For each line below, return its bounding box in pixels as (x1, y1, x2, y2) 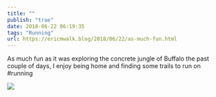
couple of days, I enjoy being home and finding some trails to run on (7, 62, 202, 70)
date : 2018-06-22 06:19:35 (7, 23, 85, 30)
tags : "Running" (7, 29, 54, 36)
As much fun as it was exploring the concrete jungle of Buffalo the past (7, 54, 209, 63)
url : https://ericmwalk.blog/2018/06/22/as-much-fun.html (7, 36, 177, 43)
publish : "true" (7, 17, 54, 23)
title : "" (7, 10, 36, 17)
